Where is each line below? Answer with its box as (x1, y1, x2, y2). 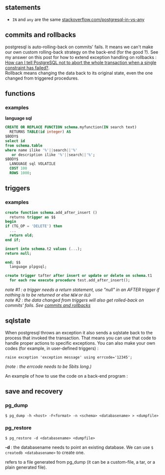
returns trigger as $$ (9, 214, 56, 220)
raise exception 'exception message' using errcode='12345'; (5, 355, 133, 360)
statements (5, 3, 41, 12)
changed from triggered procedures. (5, 75, 79, 81)
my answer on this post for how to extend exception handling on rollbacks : (5, 54, 157, 60)
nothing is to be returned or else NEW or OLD (5, 292, 91, 297)
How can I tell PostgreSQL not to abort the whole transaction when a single (5, 59, 157, 65)
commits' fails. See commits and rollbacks (5, 302, 91, 308)
